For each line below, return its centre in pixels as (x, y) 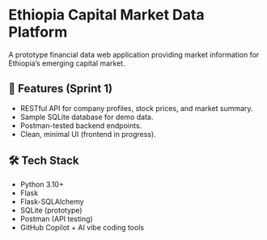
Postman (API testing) (56, 219)
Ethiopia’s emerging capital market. (67, 63)
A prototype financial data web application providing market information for (134, 54)
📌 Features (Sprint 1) (61, 89)
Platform (38, 32)
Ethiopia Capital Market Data (106, 15)
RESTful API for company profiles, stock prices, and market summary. (136, 108)
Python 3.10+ (42, 184)
